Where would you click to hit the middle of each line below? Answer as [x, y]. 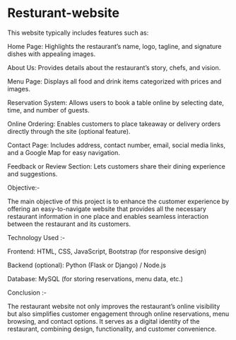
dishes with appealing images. [52, 54]
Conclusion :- [27, 293]
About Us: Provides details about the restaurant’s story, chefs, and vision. [114, 67]
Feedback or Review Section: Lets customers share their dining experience [117, 166]
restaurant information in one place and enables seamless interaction [108, 216]
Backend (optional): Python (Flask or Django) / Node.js [87, 265]
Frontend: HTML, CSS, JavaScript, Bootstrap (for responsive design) [107, 251]
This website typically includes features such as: [78, 33]
